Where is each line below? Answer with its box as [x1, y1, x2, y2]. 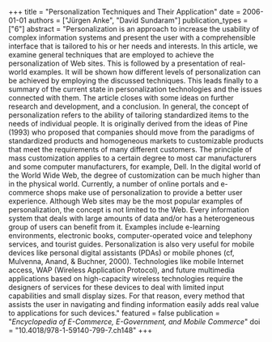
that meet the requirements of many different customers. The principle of [8, 145, 253, 154]
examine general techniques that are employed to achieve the [8, 50, 215, 59]
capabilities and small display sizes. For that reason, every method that [8, 291, 245, 301]
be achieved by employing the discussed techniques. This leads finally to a [8, 76, 259, 85]
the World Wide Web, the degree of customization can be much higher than [8, 170, 261, 180]
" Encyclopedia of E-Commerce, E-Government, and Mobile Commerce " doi [8, 317, 261, 327]
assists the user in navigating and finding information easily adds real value [8, 300, 260, 309]
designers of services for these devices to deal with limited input [8, 283, 224, 292]
